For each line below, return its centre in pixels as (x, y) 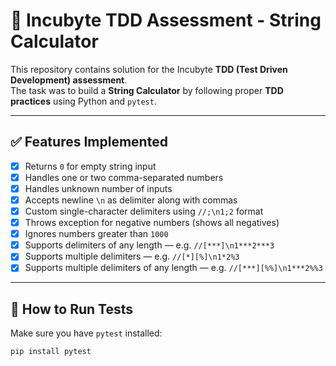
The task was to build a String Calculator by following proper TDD (147, 90)
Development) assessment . (69, 80)
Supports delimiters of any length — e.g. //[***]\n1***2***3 (149, 245)
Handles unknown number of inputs (98, 188)
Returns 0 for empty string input (90, 166)
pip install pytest (51, 352)
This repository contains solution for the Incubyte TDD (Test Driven (149, 69)
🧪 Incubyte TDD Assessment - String (166, 20)
